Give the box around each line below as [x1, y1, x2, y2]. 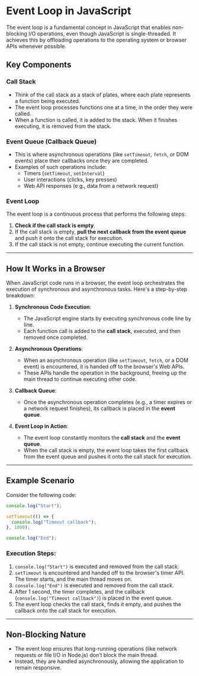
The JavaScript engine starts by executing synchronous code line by [23, 315, 191, 322]
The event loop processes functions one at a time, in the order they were [14, 104, 192, 111]
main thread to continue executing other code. [23, 376, 137, 383]
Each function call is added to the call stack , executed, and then [23, 328, 181, 335]
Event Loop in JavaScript [6, 4, 131, 18]
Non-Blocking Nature [6, 629, 86, 639]
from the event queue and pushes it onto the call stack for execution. [23, 453, 192, 460]
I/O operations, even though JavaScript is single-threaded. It [28, 30, 176, 37]
